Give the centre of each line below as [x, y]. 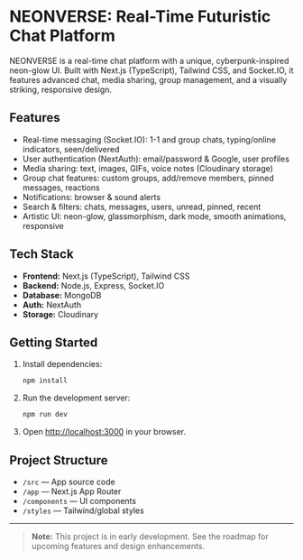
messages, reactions [61, 188]
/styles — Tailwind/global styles [83, 510]
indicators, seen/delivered [71, 149]
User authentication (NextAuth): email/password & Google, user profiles [156, 159]
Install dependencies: [62, 364]
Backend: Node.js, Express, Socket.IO [93, 285]
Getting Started [54, 342]
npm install [45, 381]
